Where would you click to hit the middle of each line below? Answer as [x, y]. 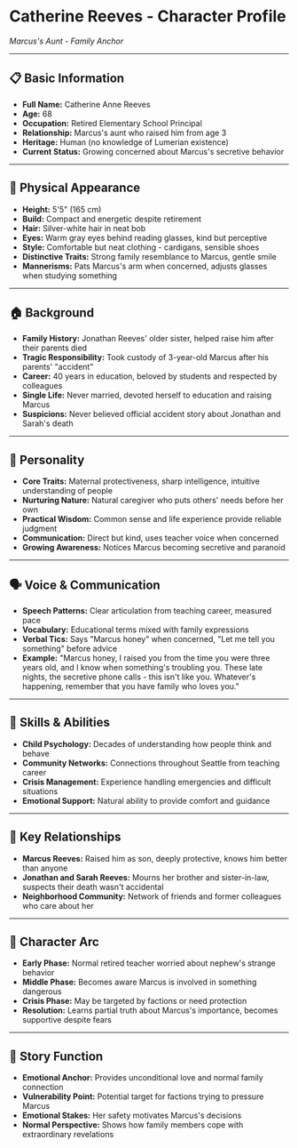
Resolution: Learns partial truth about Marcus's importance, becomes [150, 1010]
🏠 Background [52, 313]
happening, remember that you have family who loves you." [130, 686]
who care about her [58, 905]
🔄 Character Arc [54, 942]
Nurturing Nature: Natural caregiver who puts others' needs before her [153, 501]
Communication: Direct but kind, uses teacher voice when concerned [150, 538]
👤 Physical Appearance [75, 188]
